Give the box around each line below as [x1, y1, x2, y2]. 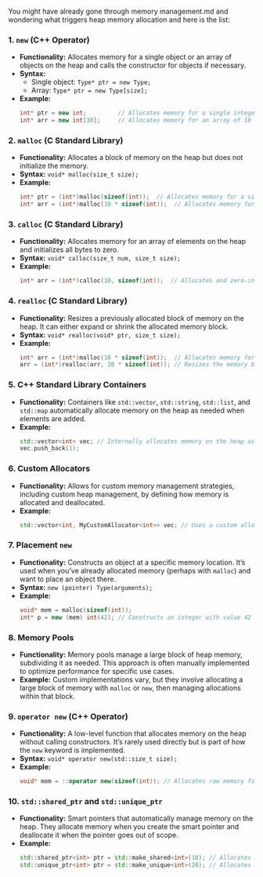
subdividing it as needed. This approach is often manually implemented [19, 658, 250, 668]
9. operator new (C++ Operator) [8, 711, 128, 722]
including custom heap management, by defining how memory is [19, 489, 229, 499]
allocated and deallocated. [19, 497, 106, 507]
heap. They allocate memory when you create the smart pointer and [19, 822, 240, 832]
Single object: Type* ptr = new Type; [31, 78, 151, 87]
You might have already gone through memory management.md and [8, 7, 229, 16]
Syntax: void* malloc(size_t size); [19, 169, 139, 179]
